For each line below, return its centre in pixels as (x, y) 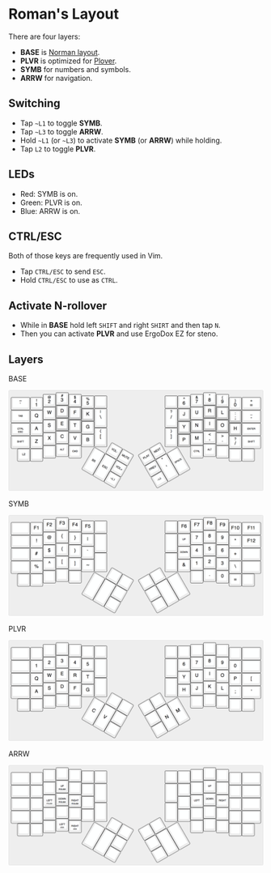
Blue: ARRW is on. (50, 211)
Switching (34, 103)
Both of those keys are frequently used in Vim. (86, 256)
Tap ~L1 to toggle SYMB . (61, 123)
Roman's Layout (64, 14)
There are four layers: (44, 36)
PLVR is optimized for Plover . (68, 61)
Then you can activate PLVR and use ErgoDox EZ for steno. (119, 334)
